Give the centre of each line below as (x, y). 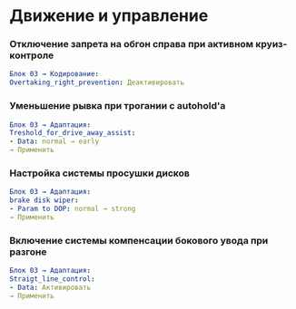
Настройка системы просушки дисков (100, 173)
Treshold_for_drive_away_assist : (73, 133)
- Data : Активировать (50, 287)
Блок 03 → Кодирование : (54, 74)
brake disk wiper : (44, 200)
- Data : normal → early (54, 141)
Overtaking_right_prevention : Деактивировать (97, 82)
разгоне (28, 252)
